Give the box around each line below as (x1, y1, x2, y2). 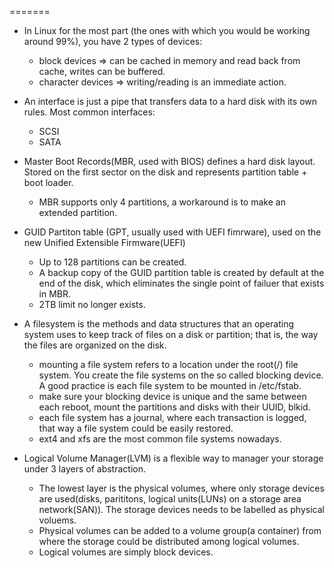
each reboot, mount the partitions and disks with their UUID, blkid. (38, 401, 311, 413)
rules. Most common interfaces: (23, 106, 156, 118)
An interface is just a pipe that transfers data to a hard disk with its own (23, 96, 318, 107)
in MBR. (38, 288, 72, 300)
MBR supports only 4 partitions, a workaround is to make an (38, 196, 286, 208)
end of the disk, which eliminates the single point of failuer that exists (38, 277, 325, 289)
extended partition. (38, 207, 118, 218)
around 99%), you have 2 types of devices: (23, 36, 203, 47)
